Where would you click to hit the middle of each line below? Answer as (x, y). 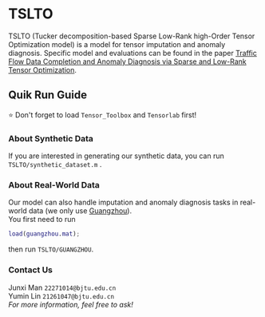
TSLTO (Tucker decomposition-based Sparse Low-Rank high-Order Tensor (132, 36)
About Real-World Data (54, 184)
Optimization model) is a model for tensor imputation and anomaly (117, 44)
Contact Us (31, 270)
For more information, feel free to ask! (71, 304)
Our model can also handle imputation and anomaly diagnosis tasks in (123, 202)
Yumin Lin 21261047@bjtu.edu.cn (61, 295)
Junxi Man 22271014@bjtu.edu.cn (62, 287)
